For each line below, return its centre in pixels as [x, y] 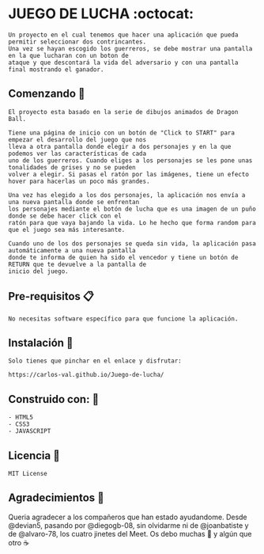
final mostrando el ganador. [56, 69]
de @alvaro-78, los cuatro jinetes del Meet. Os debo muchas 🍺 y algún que [130, 533]
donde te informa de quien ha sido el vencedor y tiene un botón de [123, 257]
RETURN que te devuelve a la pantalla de [77, 264]
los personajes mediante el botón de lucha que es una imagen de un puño [132, 209]
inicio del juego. [38, 271]
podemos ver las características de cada [77, 154]
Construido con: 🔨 [54, 399]
